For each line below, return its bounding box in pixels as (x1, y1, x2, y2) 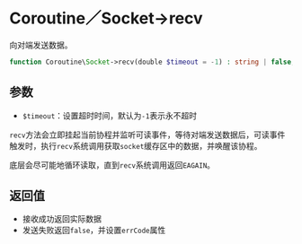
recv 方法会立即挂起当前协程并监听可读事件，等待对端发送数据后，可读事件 (9, 129, 286, 140)
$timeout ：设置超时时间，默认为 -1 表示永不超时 (22, 109, 198, 121)
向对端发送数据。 (9, 39, 73, 50)
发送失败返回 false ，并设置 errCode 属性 (22, 225, 166, 236)
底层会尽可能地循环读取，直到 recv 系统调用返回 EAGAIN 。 (9, 159, 216, 170)
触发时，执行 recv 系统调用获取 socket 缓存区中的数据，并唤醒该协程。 (9, 140, 262, 151)
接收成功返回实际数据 (22, 213, 102, 224)
